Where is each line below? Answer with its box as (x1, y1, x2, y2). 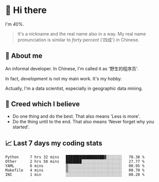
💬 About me (5, 52, 43, 60)
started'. (12, 124, 30, 130)
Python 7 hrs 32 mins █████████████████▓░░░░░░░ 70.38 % (5, 155, 144, 160)
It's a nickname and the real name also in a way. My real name (17, 31, 146, 37)
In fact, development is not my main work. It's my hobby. (5, 75, 122, 82)
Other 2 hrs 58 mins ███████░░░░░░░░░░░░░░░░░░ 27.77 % (5, 159, 144, 164)
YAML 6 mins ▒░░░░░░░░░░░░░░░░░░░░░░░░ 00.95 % (5, 163, 144, 168)
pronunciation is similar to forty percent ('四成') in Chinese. (17, 37, 139, 43)
